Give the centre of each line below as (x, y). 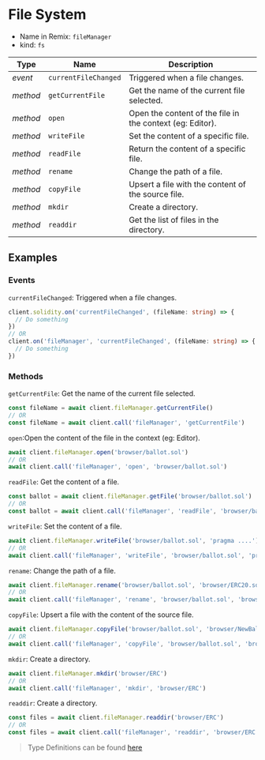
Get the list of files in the (174, 220)
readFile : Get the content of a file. (64, 482)
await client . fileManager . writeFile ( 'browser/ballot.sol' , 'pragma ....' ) (134, 540)
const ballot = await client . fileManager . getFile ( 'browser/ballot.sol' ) (130, 497)
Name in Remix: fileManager (65, 36)
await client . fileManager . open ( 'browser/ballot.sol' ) (99, 452)
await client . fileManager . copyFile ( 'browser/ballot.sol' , (105, 630)
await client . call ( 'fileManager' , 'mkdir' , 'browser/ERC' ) (107, 688)
